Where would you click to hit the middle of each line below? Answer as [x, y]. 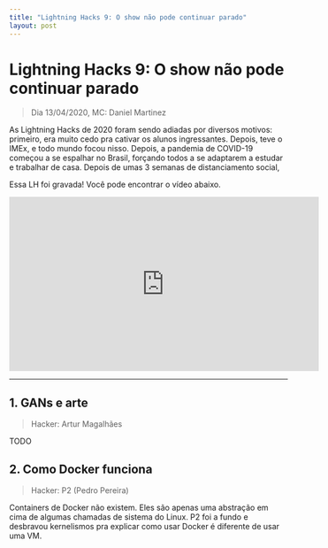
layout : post [33, 26]
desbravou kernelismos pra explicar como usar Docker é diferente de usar [145, 527]
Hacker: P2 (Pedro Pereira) [80, 490]
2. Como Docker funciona [81, 469]
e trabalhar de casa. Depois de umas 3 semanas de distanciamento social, [145, 167]
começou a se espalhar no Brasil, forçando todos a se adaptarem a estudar [146, 158]
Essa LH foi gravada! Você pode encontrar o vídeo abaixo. [115, 185]
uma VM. [26, 536]
